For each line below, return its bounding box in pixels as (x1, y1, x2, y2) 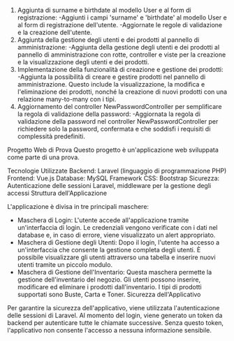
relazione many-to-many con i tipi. (17, 95, 117, 103)
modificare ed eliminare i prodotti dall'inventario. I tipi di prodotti (17, 283, 203, 291)
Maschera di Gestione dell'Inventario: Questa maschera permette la (17, 268, 212, 276)
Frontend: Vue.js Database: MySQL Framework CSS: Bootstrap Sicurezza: (7, 174, 220, 182)
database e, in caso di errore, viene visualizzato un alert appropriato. (17, 231, 216, 239)
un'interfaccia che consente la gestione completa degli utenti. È (17, 246, 201, 254)
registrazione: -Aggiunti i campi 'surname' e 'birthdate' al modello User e (17, 13, 227, 22)
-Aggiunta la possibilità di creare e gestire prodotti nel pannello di (17, 73, 206, 81)
